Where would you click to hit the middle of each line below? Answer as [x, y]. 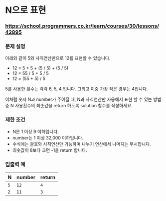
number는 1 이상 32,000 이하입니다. [48, 137]
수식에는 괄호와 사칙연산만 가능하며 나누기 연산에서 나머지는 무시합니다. [82, 144]
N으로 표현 [26, 10]
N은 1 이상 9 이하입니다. [35, 132]
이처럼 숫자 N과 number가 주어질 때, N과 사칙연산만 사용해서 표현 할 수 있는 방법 [83, 99]
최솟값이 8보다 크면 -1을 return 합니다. [50, 150]
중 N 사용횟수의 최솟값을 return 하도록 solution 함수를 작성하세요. [69, 106]
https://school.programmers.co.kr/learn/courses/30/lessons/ [82, 26]
